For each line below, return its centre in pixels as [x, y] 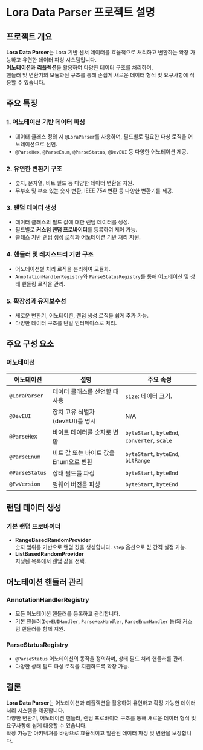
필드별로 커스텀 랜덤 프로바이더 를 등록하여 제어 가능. [76, 230]
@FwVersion [25, 484]
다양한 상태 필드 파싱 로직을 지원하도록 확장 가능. [72, 667]
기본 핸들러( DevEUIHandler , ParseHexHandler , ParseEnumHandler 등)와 [98, 621]
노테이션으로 [30, 144]
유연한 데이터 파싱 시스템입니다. [59, 60]
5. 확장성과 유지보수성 [36, 301]
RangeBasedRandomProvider [53, 540]
